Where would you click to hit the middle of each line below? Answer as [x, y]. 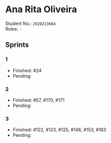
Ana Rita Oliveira [41, 9]
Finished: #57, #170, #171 [38, 100]
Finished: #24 [27, 70]
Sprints [17, 45]
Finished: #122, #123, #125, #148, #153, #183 [59, 130]
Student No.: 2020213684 [31, 23]
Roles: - [13, 28]
